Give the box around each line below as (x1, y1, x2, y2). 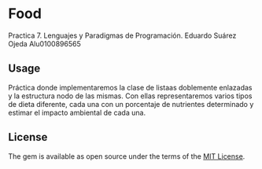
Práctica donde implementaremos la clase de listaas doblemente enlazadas (8, 83, 253, 92)
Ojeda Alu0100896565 (8, 39, 81, 48)
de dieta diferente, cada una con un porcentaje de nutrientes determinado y (8, 99, 254, 108)
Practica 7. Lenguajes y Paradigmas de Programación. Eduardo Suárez (8, 31, 237, 40)
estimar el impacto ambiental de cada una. (8, 108, 146, 117)
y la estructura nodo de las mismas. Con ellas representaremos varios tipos (8, 91, 253, 101)
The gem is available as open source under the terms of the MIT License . (8, 151, 245, 161)
